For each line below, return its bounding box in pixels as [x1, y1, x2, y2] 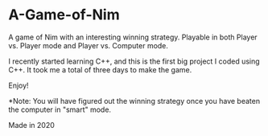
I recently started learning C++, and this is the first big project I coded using [8, 56, 260, 66]
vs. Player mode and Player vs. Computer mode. [8, 40, 169, 50]
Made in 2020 [8, 120, 55, 130]
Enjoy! [8, 80, 30, 90]
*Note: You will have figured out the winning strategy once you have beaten [8, 96, 260, 105]
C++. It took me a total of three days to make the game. [8, 64, 192, 74]
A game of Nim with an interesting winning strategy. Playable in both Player [8, 32, 258, 42]
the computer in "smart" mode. [8, 105, 111, 114]
